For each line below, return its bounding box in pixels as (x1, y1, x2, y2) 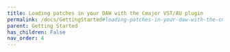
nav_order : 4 (7, 35, 44, 42)
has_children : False (7, 28, 66, 36)
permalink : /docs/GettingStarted (7, 16, 103, 23)
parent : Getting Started (7, 22, 78, 29)
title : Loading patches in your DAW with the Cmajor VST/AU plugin (7, 9, 204, 17)
